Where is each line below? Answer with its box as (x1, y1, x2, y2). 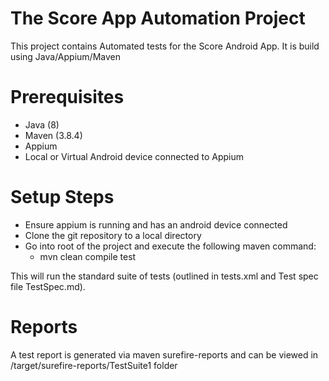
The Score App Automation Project (10, 7, 306, 30)
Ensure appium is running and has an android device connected (24, 218, 288, 231)
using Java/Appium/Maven (10, 50, 121, 62)
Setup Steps (10, 186, 115, 209)
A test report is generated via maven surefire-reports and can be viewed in (10, 348, 319, 361)
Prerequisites (10, 86, 125, 109)
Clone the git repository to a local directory (24, 229, 202, 241)
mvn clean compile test (39, 250, 137, 262)
